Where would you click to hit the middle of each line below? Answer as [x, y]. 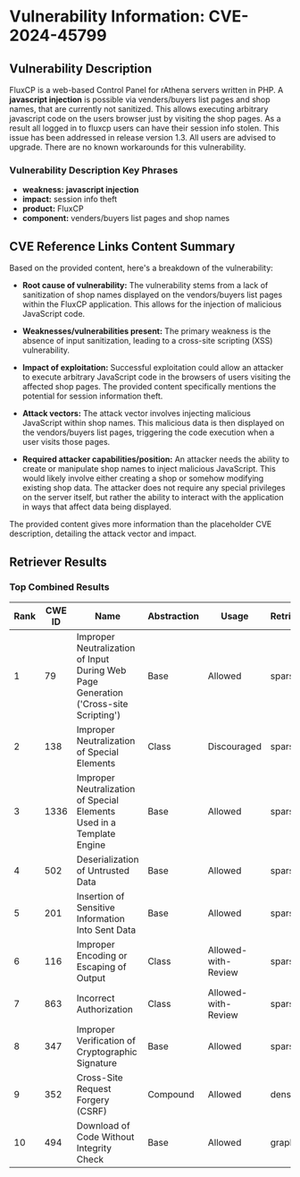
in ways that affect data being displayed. [97, 507]
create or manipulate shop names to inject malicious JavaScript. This [149, 469]
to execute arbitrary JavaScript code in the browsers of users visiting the [156, 377]
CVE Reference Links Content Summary [122, 247]
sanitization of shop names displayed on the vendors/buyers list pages [152, 295]
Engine [91, 845]
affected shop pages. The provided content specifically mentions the [149, 387]
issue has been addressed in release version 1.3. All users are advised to [143, 137]
